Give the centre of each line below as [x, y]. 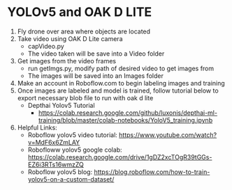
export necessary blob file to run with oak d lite [85, 97]
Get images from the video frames [67, 61]
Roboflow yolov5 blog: [60, 172]
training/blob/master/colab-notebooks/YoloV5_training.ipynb [125, 120]
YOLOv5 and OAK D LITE [80, 12]
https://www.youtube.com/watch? [168, 135]
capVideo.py [46, 46]
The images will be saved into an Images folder [96, 76]
